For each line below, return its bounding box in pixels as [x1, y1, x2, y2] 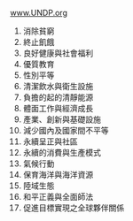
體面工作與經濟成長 [22, 103, 94, 113]
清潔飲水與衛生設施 [22, 81, 94, 91]
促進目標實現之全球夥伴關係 [22, 202, 125, 213]
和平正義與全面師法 [22, 192, 94, 202]
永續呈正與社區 [22, 136, 78, 147]
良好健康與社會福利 [22, 48, 94, 58]
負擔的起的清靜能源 [22, 92, 94, 103]
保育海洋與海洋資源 [22, 170, 94, 179]
